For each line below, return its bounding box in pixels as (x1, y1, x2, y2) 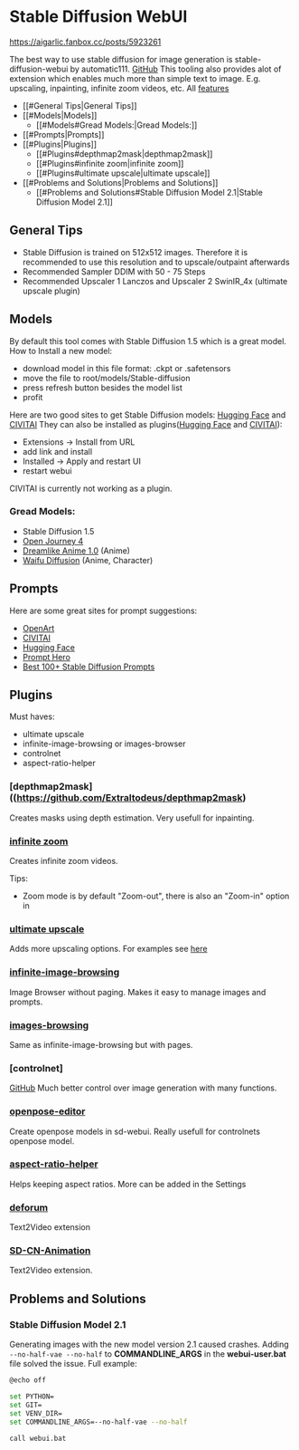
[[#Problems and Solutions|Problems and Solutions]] (22, 177, 219, 187)
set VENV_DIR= (9, 1408, 63, 1418)
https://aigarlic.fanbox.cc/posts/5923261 (9, 36, 162, 47)
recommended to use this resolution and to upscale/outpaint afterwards (22, 256, 291, 267)
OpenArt (22, 622, 55, 633)
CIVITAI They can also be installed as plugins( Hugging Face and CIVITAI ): (9, 418, 283, 429)
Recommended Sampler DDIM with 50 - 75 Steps (22, 265, 206, 277)
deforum (9, 1201, 49, 1214)
